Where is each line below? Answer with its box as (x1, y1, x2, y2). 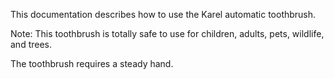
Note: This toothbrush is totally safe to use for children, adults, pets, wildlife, (10, 28, 325, 39)
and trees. (10, 39, 53, 50)
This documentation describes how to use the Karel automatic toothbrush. (10, 9, 317, 20)
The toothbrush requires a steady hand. (10, 58, 174, 69)
